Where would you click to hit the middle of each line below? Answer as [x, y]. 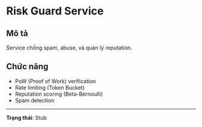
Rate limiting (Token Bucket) [50, 87]
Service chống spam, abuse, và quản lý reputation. [69, 48]
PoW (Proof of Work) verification [55, 81]
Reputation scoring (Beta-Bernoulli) [59, 94]
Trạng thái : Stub [26, 117]
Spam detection [35, 100]
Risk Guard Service [55, 11]
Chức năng [27, 67]
